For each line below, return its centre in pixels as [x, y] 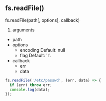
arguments [23, 30]
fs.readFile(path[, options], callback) [43, 20]
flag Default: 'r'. [36, 55]
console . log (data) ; [30, 90]
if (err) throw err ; [31, 85]
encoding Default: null [43, 50]
